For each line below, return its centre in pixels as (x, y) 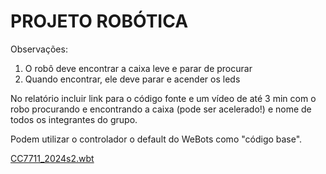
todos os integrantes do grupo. (74, 119)
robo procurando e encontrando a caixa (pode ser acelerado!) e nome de (161, 109)
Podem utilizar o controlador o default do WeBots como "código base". (156, 139)
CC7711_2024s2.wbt (52, 158)
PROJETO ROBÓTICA (99, 21)
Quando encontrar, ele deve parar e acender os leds (132, 79)
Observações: (39, 49)
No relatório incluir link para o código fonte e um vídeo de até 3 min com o (163, 98)
